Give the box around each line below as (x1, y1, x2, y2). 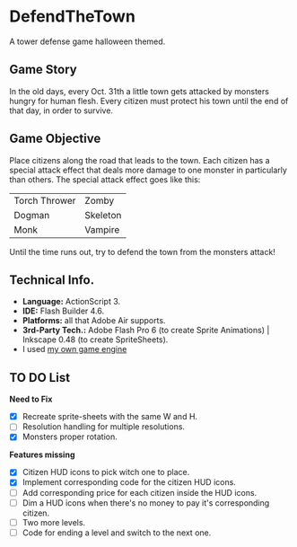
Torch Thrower (13, 194, 76, 207)
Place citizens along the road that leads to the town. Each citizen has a (9, 154, 271, 165)
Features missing (9, 449, 75, 460)
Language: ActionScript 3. (22, 296, 121, 307)
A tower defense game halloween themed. (9, 36, 166, 47)
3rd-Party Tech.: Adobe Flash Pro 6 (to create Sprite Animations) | (22, 325, 270, 336)
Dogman (13, 208, 50, 221)
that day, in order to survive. (9, 105, 114, 116)
